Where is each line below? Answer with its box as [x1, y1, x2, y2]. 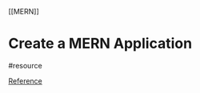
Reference [8, 76, 42, 86]
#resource [8, 60, 42, 70]
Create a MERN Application [8, 35, 193, 52]
